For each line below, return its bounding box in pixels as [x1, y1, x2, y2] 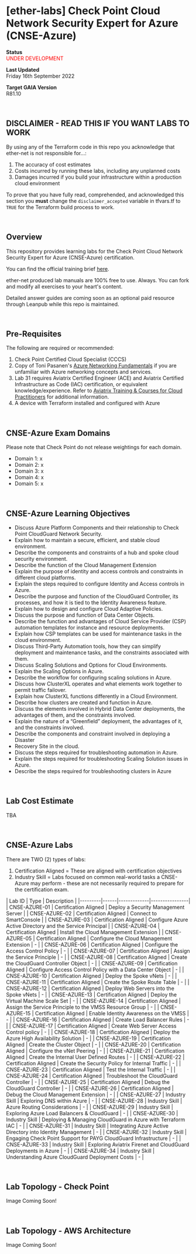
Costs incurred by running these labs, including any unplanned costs [14, 167, 180, 174]
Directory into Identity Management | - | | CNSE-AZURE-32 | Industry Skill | [6, 1128, 187, 1135]
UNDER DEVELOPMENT [6, 55, 64, 62]
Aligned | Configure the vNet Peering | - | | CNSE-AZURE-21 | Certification [6, 1047, 185, 1054]
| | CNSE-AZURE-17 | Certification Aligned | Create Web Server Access [6, 1022, 177, 1029]
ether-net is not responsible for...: [6, 149, 87, 156]
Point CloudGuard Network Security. [14, 530, 102, 537]
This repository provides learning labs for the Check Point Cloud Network [6, 248, 183, 255]
